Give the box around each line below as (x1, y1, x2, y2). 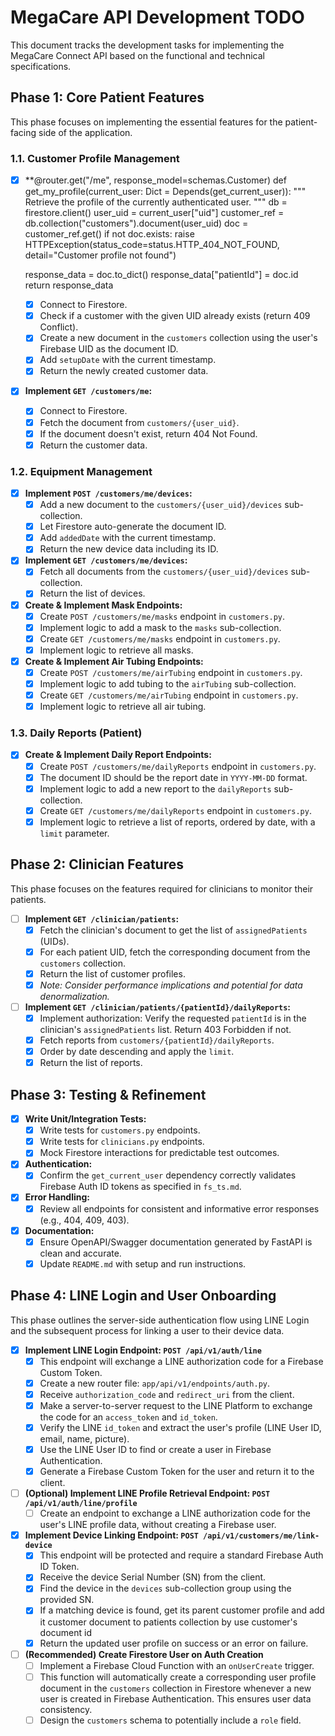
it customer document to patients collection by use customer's (39, 1616, 298, 1628)
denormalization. (39, 990, 110, 1002)
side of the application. (38, 126, 133, 138)
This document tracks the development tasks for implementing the (10, 39, 285, 51)
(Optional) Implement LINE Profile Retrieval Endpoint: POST (24, 1487, 271, 1500)
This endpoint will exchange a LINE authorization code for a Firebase (39, 1355, 324, 1367)
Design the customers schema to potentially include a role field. (39, 1714, 302, 1726)
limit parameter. (39, 827, 110, 839)
